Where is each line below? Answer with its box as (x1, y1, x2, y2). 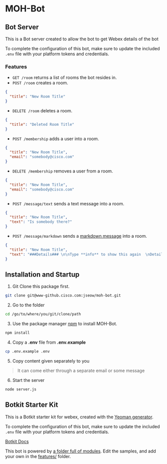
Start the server (12, 377, 45, 383)
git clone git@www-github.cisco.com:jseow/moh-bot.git (5, 293, 121, 298)
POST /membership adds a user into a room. (12, 135, 99, 142)
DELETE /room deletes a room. (12, 107, 73, 113)
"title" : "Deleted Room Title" (9, 122, 75, 127)
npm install (5, 330, 30, 336)
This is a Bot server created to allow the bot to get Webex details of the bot (5, 36, 159, 42)
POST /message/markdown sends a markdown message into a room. (12, 233, 148, 239)
